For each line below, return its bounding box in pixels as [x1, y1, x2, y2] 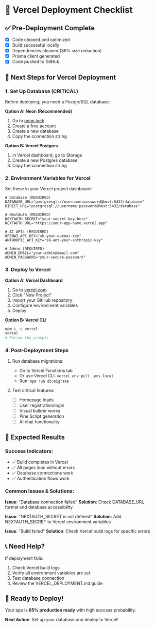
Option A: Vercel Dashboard [5, 277, 63, 283]
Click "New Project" [12, 292, 52, 298]
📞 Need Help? [5, 542, 45, 550]
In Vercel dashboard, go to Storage [12, 152, 83, 158]
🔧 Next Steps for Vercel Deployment [5, 73, 116, 81]
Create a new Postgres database [12, 157, 78, 163]
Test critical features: [12, 387, 55, 393]
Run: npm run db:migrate [19, 378, 69, 384]
